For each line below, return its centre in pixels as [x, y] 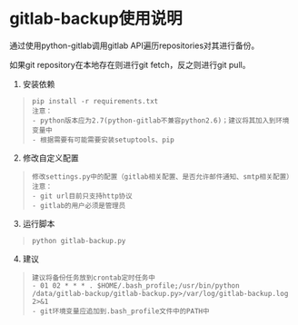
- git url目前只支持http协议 [82, 196]
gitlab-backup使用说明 [96, 19]
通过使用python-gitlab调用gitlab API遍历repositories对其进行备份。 [134, 45]
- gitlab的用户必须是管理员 [79, 205]
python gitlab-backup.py [79, 241]
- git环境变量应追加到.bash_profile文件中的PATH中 [120, 311]
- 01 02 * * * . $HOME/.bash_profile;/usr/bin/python [135, 286]
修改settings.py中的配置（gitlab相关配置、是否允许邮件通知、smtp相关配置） [162, 177]
